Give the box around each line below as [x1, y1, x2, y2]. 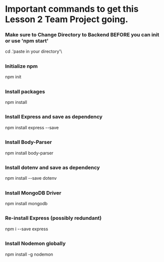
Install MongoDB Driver [5, 190, 62, 196]
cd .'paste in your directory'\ [5, 48, 62, 54]
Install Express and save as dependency [5, 114, 103, 120]
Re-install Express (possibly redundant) [5, 214, 102, 221]
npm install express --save [5, 124, 59, 130]
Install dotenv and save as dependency [5, 164, 100, 171]
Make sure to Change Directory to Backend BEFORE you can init [5, 31, 160, 38]
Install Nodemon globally [5, 240, 66, 247]
